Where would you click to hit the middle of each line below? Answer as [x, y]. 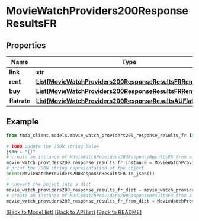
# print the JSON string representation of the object [75, 168]
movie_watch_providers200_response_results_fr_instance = [79, 163]
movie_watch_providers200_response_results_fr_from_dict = [81, 201]
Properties [26, 45]
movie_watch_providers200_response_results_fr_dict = [74, 190]
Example [23, 122]
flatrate [20, 101]
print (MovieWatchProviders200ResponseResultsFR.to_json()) [81, 174]
